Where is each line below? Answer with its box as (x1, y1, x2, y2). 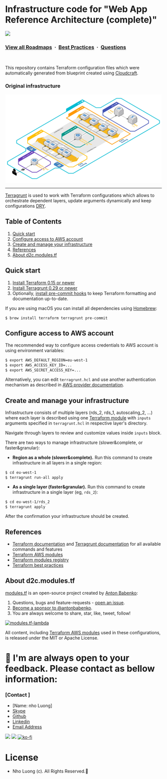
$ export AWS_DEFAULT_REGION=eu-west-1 (5, 358, 88, 363)
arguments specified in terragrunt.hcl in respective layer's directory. (5, 420, 148, 426)
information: (5, 674, 58, 685)
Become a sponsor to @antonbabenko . (12, 605, 93, 611)
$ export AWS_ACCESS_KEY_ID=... (5, 363, 72, 368)
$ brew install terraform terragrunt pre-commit (5, 316, 108, 321)
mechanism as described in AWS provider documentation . (5, 382, 124, 388)
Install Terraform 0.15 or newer (12, 280, 75, 286)
